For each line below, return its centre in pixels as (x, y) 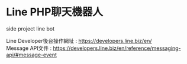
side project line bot (30, 28)
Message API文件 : (29, 48)
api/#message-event (32, 55)
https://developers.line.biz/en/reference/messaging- (117, 48)
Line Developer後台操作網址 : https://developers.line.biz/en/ (79, 41)
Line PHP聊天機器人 (55, 12)
